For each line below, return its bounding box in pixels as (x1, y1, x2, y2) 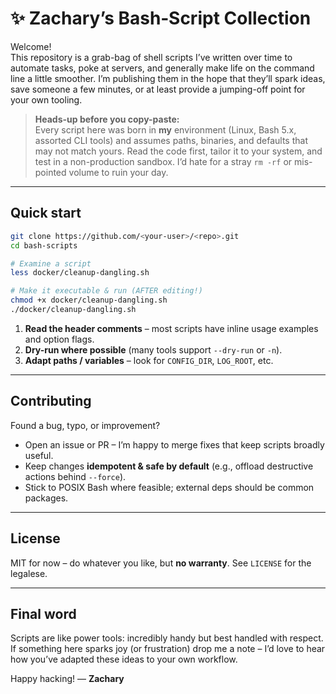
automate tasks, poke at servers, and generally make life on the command (10, 62, 315, 74)
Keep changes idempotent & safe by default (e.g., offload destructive (24, 460, 314, 472)
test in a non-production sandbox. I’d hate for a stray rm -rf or (34, 155, 293, 167)
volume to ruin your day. (68, 166, 169, 178)
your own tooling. (10, 93, 83, 106)
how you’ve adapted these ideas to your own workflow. (10, 653, 238, 666)
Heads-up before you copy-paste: (34, 113, 180, 125)
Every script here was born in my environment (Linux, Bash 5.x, (34, 123, 297, 136)
